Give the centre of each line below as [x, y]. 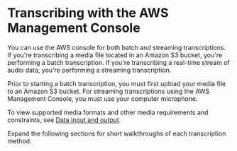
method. [20, 141]
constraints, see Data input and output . [64, 120]
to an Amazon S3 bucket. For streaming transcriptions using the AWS [109, 91]
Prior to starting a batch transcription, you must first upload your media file [116, 83]
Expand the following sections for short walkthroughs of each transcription [117, 133]
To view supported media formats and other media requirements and [108, 112]
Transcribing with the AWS [88, 13]
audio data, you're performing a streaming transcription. [89, 70]
